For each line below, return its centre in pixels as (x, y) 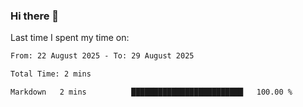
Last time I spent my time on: (70, 38)
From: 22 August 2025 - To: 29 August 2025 (102, 56)
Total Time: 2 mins (51, 74)
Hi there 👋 (35, 16)
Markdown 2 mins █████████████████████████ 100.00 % (151, 92)
